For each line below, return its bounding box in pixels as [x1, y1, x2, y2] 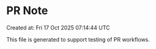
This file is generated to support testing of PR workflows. [6, 36, 150, 43]
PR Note [6, 4, 48, 18]
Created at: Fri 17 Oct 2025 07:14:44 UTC [6, 24, 110, 31]
